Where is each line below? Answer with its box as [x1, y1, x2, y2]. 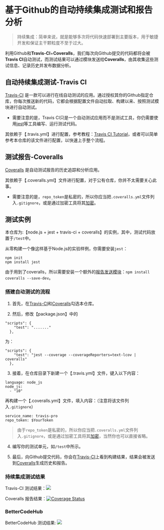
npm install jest [5, 260, 41, 265]
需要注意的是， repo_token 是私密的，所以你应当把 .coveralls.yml [12, 193, 142, 199]
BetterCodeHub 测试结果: [5, 520, 56, 526]
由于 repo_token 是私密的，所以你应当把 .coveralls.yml [17, 427, 125, 433]
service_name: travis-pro [5, 413, 58, 418]
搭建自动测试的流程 [5, 289, 50, 296]
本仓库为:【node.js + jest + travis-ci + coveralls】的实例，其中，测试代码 [5, 229, 151, 235]
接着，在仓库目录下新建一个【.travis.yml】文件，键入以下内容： [12, 370, 140, 376]
